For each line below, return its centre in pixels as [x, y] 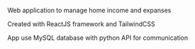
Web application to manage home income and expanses [89, 10]
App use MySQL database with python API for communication [98, 38]
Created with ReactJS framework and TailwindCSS [82, 24]
